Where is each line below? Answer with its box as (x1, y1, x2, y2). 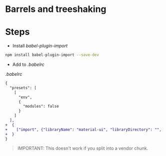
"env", (18, 95, 32, 100)
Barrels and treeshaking (5, 3, 107, 15)
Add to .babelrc (12, 61, 45, 67)
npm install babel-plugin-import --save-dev (5, 52, 99, 58)
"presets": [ (9, 85, 37, 90)
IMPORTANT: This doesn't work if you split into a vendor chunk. (17, 146, 149, 152)
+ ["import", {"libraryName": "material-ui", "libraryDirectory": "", (5, 127, 162, 132)
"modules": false (23, 104, 59, 109)
